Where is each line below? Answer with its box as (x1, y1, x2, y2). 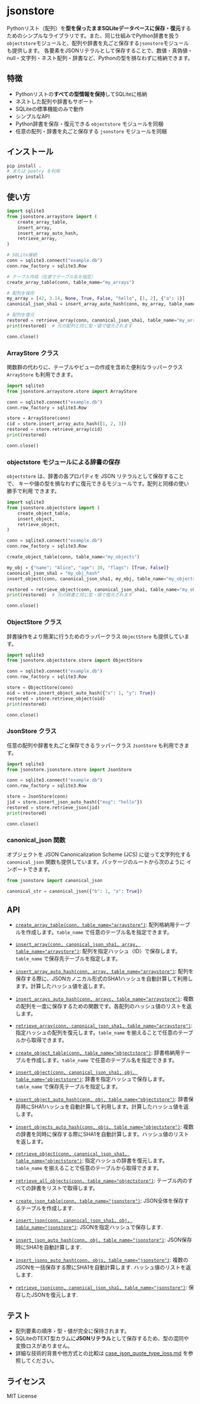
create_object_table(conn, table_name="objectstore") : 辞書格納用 (15, 1049, 180, 1056)
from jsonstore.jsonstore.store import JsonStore (7, 767, 132, 773)
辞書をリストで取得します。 (31, 1184, 99, 1192)
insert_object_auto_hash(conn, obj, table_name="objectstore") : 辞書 (15, 1096, 189, 1103)
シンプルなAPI (15, 112, 50, 120)
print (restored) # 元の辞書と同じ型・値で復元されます (7, 592, 133, 598)
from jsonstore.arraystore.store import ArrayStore (7, 388, 137, 394)
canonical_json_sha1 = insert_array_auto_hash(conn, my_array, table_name (7, 301, 196, 307)
